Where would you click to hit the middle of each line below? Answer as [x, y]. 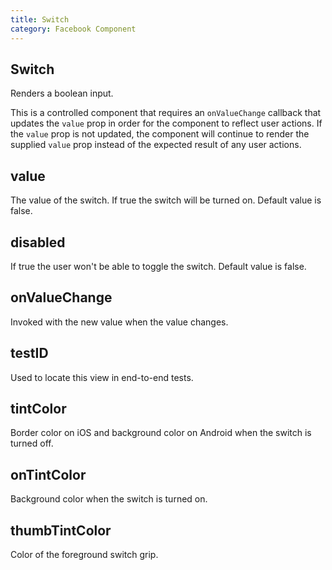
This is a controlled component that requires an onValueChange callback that [166, 113]
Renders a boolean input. [62, 93]
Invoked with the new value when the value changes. [119, 322]
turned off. [32, 443]
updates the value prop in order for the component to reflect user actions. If [166, 123]
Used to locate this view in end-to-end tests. [102, 377]
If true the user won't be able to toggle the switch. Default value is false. [158, 266]
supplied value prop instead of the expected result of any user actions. [156, 145]
